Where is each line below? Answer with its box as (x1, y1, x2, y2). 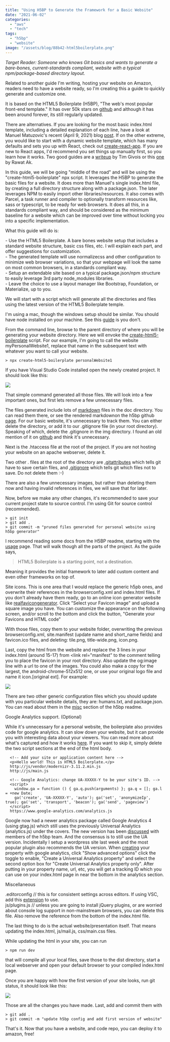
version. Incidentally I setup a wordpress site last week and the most (5, 839, 149, 845)
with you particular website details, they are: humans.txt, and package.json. (5, 698, 163, 705)
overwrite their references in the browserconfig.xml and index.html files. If (5, 589, 160, 595)
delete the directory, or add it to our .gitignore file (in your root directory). (5, 423, 158, 429)
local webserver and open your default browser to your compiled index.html (5, 962, 164, 968)
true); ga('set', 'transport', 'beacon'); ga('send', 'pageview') (5, 799, 149, 804)
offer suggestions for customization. (5, 248, 81, 254)
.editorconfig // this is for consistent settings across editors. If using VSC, (5, 891, 159, 897)
